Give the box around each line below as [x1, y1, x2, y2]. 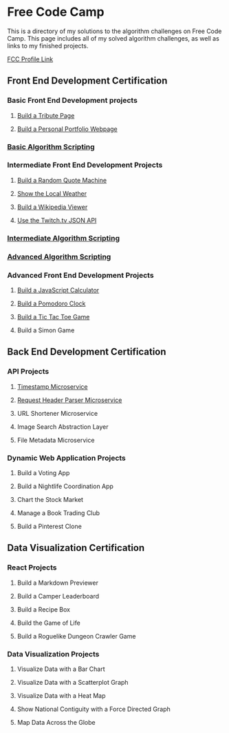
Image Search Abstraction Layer [17, 422, 109, 431]
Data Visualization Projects [7, 649, 100, 659]
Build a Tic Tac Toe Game [17, 312, 90, 321]
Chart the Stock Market [17, 495, 84, 503]
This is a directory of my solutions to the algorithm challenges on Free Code [7, 27, 222, 35]
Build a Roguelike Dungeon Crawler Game [17, 632, 136, 640]
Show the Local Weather [17, 189, 87, 197]
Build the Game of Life [17, 619, 80, 627]
